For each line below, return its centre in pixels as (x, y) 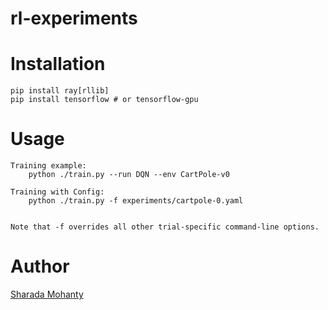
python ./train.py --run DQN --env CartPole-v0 (129, 175)
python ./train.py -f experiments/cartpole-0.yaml (136, 201)
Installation (58, 64)
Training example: (48, 166)
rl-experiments (74, 18)
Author (40, 266)
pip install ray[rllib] (60, 91)
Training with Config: (57, 192)
